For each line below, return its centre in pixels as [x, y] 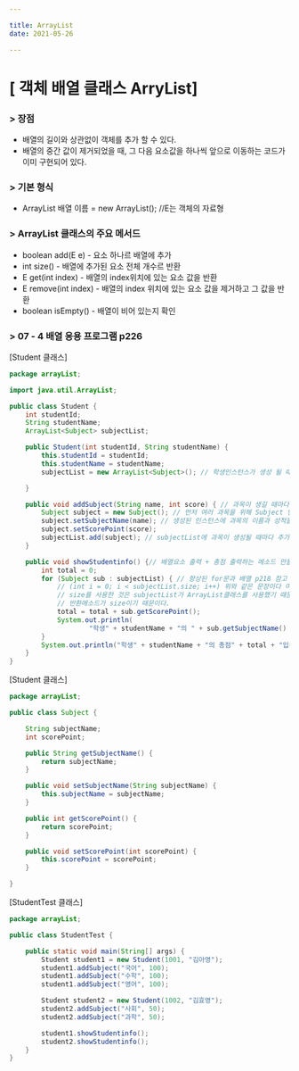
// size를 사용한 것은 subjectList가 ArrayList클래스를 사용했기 [166, 595]
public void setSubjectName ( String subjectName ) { [121, 786]
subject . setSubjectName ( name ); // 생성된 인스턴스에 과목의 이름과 [156, 521]
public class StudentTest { [61, 935]
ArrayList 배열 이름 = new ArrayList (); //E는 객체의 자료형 [123, 208]
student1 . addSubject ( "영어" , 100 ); [105, 984]
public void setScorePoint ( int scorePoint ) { [111, 851]
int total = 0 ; [69, 570]
